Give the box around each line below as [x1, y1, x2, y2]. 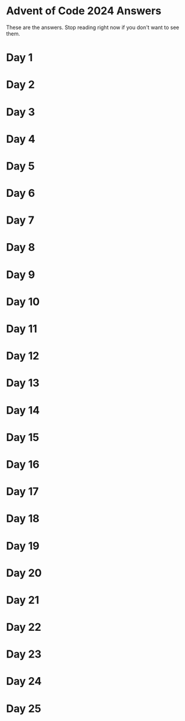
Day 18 [6, 512, 40, 525]
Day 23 [6, 647, 42, 661]
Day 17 [6, 485, 39, 499]
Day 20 [6, 566, 43, 579]
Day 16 [6, 458, 40, 471]
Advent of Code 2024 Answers [6, 4, 161, 18]
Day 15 [6, 430, 40, 444]
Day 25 [6, 701, 41, 715]
